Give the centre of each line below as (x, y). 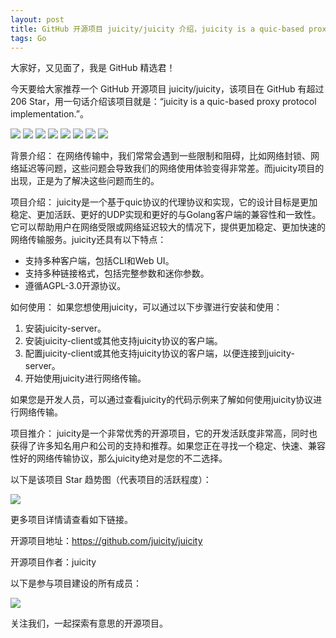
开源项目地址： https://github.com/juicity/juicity (106, 541)
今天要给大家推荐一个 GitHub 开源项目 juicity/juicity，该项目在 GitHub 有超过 (167, 89)
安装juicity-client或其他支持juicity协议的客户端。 (123, 341)
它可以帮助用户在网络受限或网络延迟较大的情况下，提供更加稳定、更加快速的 (168, 227)
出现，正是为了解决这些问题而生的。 (85, 181)
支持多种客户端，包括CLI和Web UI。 (99, 261)
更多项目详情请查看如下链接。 (71, 520)
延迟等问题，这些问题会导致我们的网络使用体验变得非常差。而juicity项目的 (171, 168)
